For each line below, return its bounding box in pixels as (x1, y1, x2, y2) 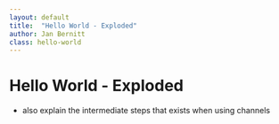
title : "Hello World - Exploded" (9, 21, 138, 30)
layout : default (9, 12, 70, 22)
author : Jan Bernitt (9, 29, 86, 38)
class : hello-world (9, 37, 82, 47)
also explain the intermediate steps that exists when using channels (21, 105, 270, 116)
